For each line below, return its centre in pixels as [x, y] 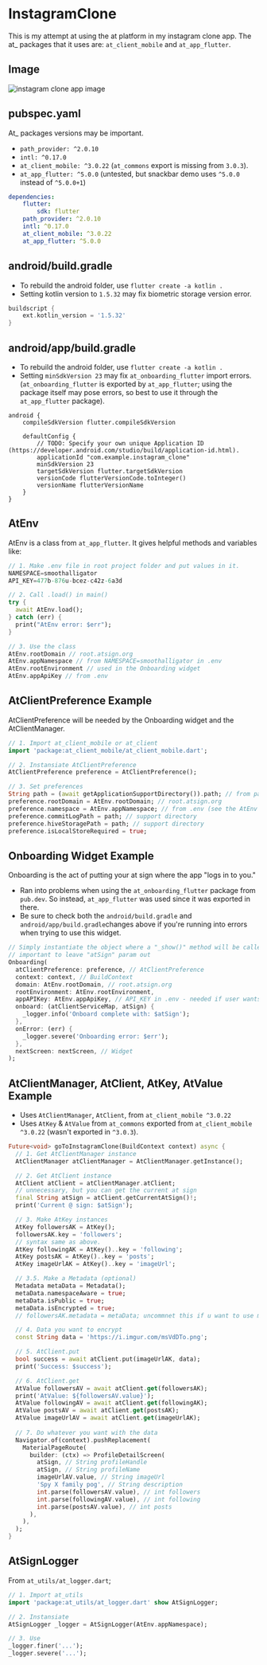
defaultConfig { [50, 436]
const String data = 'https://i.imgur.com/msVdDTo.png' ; [112, 1338]
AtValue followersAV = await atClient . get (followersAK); [112, 1388]
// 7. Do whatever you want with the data [87, 1432]
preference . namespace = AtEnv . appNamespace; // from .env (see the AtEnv [133, 809]
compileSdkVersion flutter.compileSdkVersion [99, 422]
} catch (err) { [35, 617]
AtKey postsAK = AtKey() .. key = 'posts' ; [85, 1257]
